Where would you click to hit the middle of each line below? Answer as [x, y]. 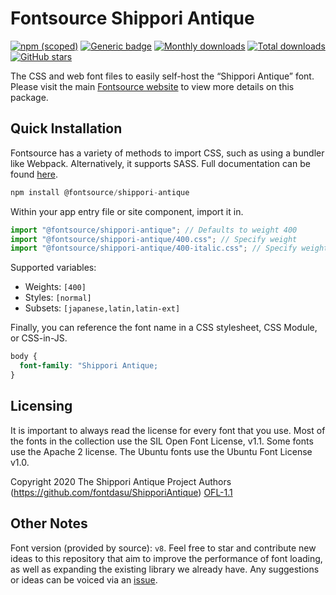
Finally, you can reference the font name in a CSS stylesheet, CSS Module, [164, 328]
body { [24, 357]
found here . [34, 174]
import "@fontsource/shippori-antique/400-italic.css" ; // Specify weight [169, 248]
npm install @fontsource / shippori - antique [100, 192]
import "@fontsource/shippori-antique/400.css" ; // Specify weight [154, 239]
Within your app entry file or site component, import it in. [127, 211]
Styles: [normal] [58, 298]
